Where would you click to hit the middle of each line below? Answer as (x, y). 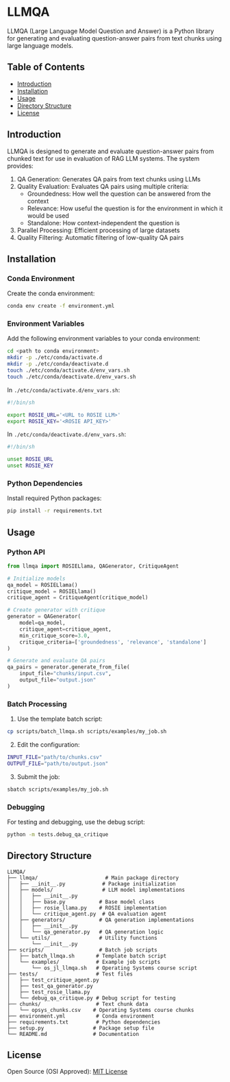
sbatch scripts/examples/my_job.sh (58, 789)
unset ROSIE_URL (30, 460)
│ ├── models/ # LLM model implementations (96, 890)
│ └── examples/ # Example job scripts (84, 962)
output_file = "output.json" (58, 680)
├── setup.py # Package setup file (81, 1028)
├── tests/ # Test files (70, 974)
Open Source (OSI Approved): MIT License (67, 1072)
